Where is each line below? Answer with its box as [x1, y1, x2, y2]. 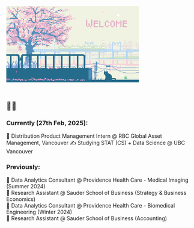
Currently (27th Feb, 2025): [6, 119, 88, 127]
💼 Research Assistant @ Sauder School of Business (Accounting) [6, 215, 167, 222]
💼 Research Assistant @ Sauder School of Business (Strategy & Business [6, 189, 187, 197]
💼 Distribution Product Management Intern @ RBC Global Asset [6, 132, 162, 140]
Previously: [6, 162, 40, 171]
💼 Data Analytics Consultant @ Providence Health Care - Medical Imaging [6, 176, 189, 183]
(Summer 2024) [6, 183, 46, 190]
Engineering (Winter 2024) [6, 208, 73, 216]
